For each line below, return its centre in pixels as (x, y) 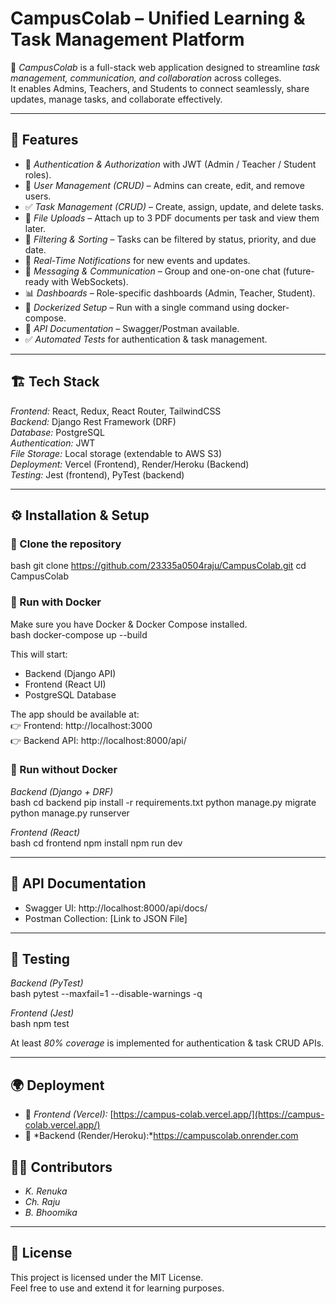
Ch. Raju (42, 1202)
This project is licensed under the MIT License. (107, 1277)
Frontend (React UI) (65, 684)
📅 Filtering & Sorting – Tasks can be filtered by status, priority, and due (170, 239)
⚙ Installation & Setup (80, 515)
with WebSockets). (90, 281)
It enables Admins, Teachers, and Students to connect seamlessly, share (160, 88)
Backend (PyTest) (47, 983)
